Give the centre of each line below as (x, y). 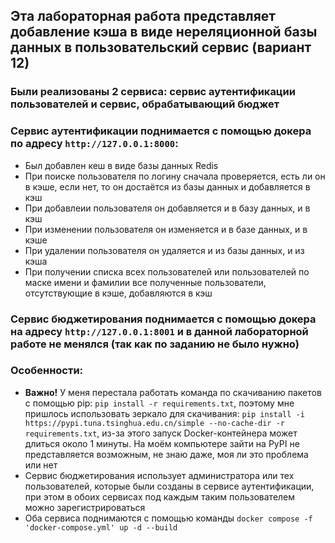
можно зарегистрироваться (85, 507)
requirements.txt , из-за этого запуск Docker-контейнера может (161, 433)
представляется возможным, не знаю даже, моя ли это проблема (166, 454)
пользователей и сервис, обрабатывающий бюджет (145, 104)
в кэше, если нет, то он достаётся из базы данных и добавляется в (167, 186)
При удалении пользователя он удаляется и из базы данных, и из (164, 250)
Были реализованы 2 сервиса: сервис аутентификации (153, 92)
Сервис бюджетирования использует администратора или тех (159, 475)
